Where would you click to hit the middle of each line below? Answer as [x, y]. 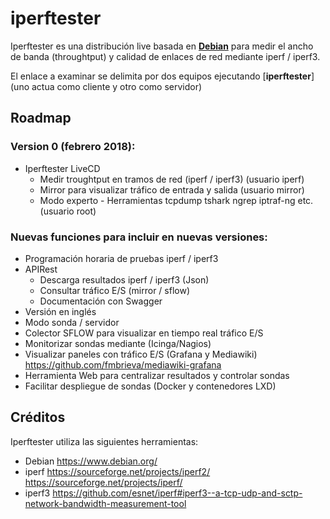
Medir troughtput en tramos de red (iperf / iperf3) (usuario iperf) [172, 179]
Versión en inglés [60, 311]
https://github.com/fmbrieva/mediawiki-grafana [123, 364]
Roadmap [41, 118]
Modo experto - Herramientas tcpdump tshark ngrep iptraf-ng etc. [176, 200]
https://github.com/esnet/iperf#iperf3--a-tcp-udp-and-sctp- [177, 493]
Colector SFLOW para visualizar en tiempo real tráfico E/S [144, 333]
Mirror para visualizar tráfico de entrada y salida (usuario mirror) [172, 189]
